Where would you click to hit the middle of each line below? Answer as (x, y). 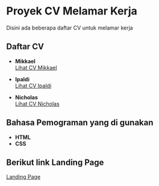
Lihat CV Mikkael (36, 67)
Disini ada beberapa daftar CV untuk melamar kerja (70, 28)
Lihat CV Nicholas (37, 104)
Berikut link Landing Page (55, 162)
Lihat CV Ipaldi (33, 85)
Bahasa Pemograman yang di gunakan (80, 122)
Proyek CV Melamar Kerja (72, 11)
